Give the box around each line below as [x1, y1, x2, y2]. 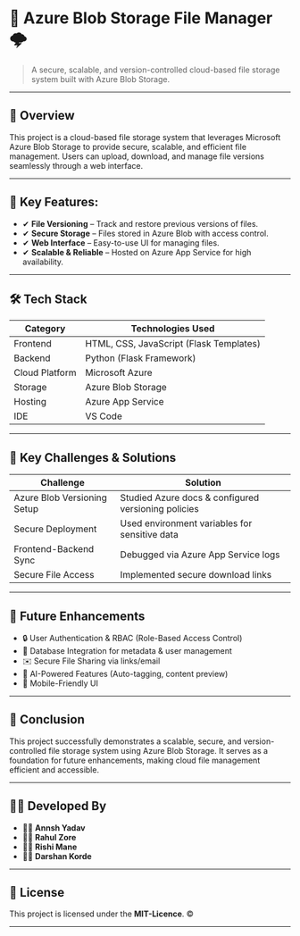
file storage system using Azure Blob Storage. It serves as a [48, 745, 269, 756]
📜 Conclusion [9, 712, 85, 727]
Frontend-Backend [13, 543, 95, 556]
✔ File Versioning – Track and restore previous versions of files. [21, 218, 259, 229]
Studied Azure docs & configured [120, 491, 260, 504]
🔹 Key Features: [9, 195, 99, 210]
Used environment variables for [120, 517, 253, 530]
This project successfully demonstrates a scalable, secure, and [9, 736, 242, 747]
